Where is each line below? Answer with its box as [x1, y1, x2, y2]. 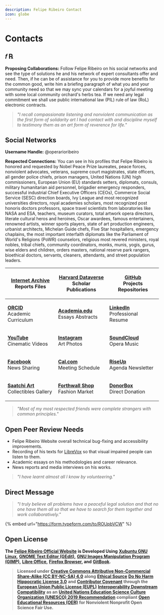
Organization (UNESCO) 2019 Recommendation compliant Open [17, 594, 150, 600]
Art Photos [58, 340, 82, 347]
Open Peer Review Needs [5, 425, 84, 434]
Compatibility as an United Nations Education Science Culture [17, 589, 146, 595]
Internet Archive [11, 277, 50, 284]
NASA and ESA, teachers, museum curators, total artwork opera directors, [5, 210, 154, 216]
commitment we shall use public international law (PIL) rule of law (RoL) [5, 97, 149, 102]
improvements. [12, 443, 42, 449]
